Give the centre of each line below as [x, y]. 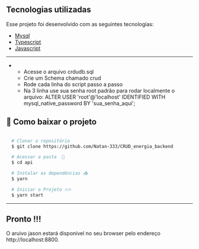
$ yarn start [28, 195]
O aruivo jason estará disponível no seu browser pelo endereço [84, 234]
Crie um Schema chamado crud [62, 78]
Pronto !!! [24, 219]
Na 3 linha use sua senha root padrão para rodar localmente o [99, 90]
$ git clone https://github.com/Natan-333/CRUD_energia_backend [92, 146]
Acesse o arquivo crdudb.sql [59, 71]
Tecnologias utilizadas [49, 10]
